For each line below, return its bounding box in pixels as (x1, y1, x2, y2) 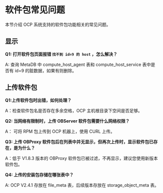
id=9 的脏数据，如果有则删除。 (14, 67, 77, 73)
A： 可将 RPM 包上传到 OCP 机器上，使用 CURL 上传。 (5, 128, 115, 134)
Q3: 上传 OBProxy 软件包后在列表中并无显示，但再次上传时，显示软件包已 (5, 139, 154, 145)
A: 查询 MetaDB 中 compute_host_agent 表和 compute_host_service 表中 (5, 62, 151, 67)
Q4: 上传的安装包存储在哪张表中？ (5, 172, 74, 177)
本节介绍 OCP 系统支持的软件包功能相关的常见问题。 (5, 21, 111, 27)
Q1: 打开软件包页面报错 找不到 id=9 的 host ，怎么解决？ (5, 51, 118, 57)
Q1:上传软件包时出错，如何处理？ (5, 97, 72, 103)
